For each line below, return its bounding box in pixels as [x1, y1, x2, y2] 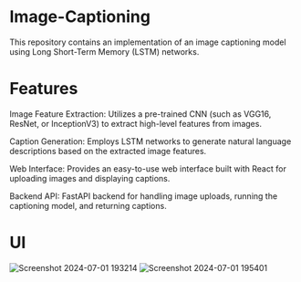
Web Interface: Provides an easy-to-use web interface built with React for [9, 162, 287, 174]
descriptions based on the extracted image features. [9, 145, 207, 156]
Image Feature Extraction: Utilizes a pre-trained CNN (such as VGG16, [9, 108, 272, 120]
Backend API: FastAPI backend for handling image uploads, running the [9, 190, 278, 202]
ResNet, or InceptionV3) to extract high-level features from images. [9, 118, 263, 129]
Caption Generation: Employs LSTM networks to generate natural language [9, 135, 292, 147]
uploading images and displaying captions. [9, 172, 171, 183]
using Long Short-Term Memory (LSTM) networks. [9, 46, 200, 57]
